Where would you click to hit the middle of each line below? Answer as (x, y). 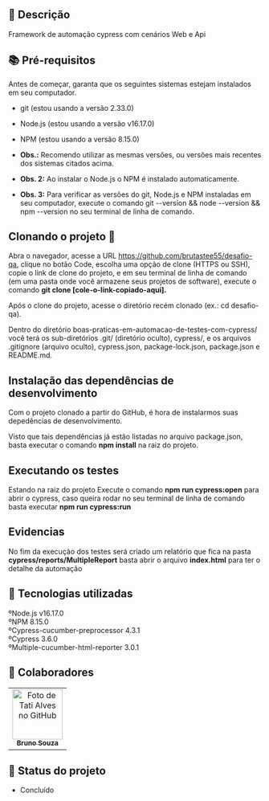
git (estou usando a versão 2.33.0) (77, 108)
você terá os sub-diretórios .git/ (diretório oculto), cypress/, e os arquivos (130, 338)
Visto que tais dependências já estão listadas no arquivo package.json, (126, 437)
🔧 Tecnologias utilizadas (71, 594)
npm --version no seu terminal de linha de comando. (107, 211)
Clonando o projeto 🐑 (62, 237)
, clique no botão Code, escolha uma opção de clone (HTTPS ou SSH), (133, 264)
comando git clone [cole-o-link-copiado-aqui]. (88, 290)
